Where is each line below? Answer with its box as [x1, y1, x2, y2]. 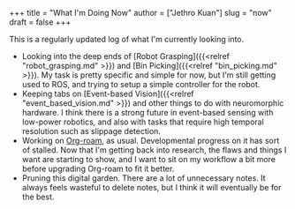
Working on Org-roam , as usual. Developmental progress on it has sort [21, 136, 280, 146]
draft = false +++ [9, 17, 72, 27]
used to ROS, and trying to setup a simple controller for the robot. [21, 79, 261, 89]
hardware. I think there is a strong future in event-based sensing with [21, 108, 274, 117]
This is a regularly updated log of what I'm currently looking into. [9, 34, 245, 44]
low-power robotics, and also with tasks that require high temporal [21, 116, 265, 127]
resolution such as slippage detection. [21, 126, 162, 136]
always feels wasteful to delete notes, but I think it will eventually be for [21, 183, 282, 192]
